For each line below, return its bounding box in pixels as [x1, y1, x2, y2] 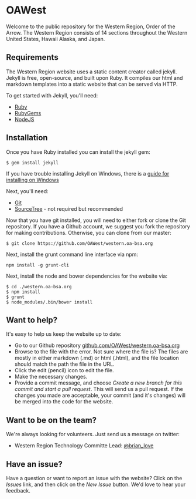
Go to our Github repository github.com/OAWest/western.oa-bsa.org [14, 342, 180, 349]
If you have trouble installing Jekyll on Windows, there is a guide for [6, 170, 170, 177]
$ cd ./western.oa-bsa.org [6, 284, 72, 289]
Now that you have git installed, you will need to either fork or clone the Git [6, 217, 186, 224]
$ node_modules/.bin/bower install [6, 299, 93, 305]
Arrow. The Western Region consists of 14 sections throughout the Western [6, 29, 188, 36]
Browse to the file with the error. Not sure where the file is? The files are [14, 348, 188, 355]
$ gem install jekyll [6, 160, 59, 166]
